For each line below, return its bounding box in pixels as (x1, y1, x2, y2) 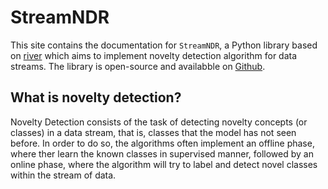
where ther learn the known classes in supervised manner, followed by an (10, 147, 314, 160)
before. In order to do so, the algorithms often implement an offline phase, (10, 137, 315, 149)
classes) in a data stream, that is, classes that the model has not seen (10, 126, 297, 138)
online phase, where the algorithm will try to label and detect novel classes (10, 158, 318, 170)
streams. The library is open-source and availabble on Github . (10, 60, 266, 72)
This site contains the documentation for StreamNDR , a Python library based (10, 39, 318, 51)
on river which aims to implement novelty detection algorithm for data (10, 49, 298, 61)
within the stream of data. (10, 169, 117, 181)
